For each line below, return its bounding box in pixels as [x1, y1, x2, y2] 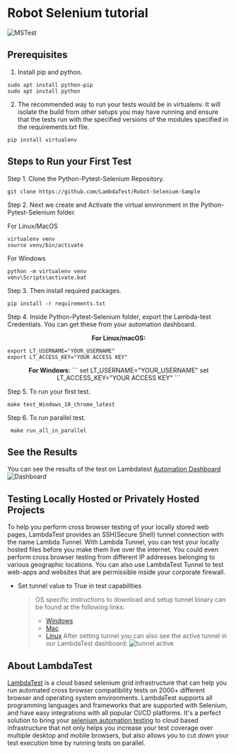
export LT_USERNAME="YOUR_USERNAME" [7, 347, 115, 355]
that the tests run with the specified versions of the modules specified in [17, 115, 228, 123]
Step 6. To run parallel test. [7, 413, 86, 422]
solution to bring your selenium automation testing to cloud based [7, 716, 199, 724]
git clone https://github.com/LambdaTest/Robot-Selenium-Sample [7, 188, 201, 195]
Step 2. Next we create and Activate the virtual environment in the [7, 200, 199, 209]
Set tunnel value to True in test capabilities [17, 582, 142, 590]
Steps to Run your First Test [7, 156, 132, 168]
